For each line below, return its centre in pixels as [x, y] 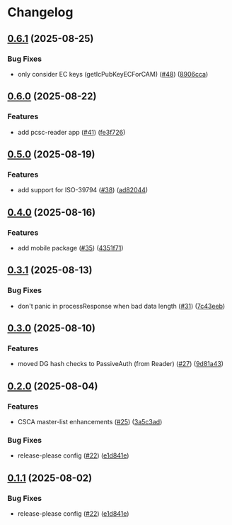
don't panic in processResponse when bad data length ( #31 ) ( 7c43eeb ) [121, 306]
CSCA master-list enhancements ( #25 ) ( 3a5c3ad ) [90, 422]
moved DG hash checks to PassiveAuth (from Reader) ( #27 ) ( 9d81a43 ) [121, 364]
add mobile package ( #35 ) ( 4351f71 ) [70, 248]
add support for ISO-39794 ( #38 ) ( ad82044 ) [83, 190]
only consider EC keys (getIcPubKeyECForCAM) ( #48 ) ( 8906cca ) [113, 74]
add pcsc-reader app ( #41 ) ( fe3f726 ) [71, 132]
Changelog [40, 12]
